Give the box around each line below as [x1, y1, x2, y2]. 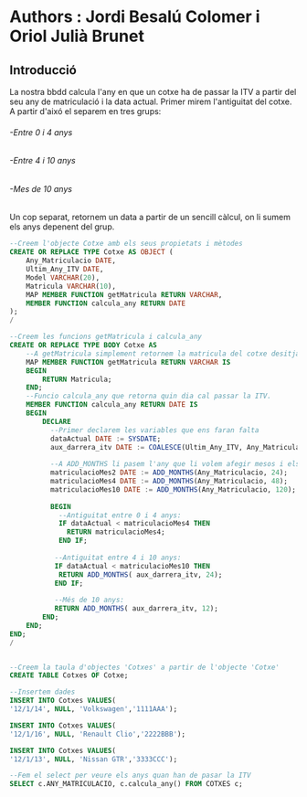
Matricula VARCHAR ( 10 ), [26, 282, 117, 291]
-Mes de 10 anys [9, 183, 73, 194]
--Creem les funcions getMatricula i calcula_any [9, 332, 203, 342]
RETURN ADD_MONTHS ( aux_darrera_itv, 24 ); [58, 569, 223, 579]
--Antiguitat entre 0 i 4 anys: [58, 510, 182, 520]
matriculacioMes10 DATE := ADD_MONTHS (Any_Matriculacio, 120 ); [49, 484, 297, 494]
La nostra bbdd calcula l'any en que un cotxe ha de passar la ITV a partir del [9, 87, 297, 97]
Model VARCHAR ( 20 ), [26, 272, 101, 282]
